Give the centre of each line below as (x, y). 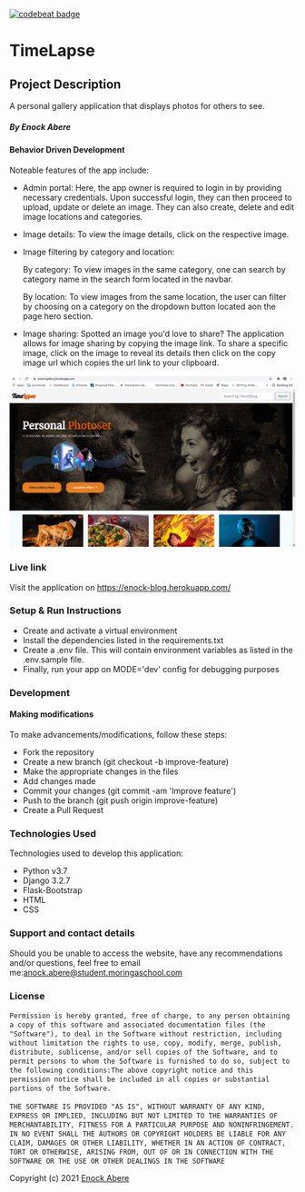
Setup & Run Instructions (65, 611)
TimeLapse (52, 51)
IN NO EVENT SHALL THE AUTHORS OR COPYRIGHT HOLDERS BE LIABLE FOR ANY (148, 1134)
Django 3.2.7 (46, 880)
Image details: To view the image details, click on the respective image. (156, 234)
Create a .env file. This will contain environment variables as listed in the (157, 650)
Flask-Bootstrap (53, 890)
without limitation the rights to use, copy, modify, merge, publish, (146, 1043)
